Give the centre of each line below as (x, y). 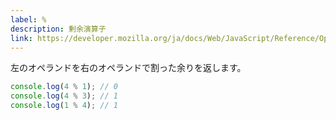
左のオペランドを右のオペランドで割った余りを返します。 (128, 68)
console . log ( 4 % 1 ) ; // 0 (64, 87)
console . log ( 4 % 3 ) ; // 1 (64, 96)
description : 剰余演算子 (58, 29)
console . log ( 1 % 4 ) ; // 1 (64, 106)
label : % (28, 19)
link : (21, 38)
